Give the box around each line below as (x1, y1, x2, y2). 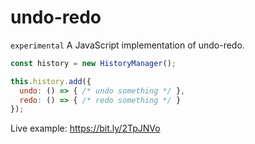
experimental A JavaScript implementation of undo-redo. (10, 39, 245, 51)
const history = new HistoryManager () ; (10, 58, 177, 68)
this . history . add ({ (10, 76, 92, 86)
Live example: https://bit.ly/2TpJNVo (10, 122, 161, 135)
